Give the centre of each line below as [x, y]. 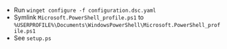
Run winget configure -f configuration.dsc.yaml [85, 10]
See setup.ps [32, 38]
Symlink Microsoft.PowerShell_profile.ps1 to [79, 17]
